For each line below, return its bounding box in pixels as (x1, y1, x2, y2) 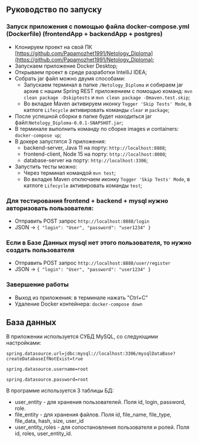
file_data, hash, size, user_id (14, 418, 84, 425)
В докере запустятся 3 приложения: (14, 137, 106, 145)
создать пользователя (6, 246, 75, 254)
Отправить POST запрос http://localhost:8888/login (14, 217, 150, 224)
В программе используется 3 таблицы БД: (6, 387, 114, 394)
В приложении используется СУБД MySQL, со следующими (6, 333, 158, 340)
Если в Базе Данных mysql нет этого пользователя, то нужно (6, 238, 192, 246)
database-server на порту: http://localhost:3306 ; (23, 156, 148, 163)
